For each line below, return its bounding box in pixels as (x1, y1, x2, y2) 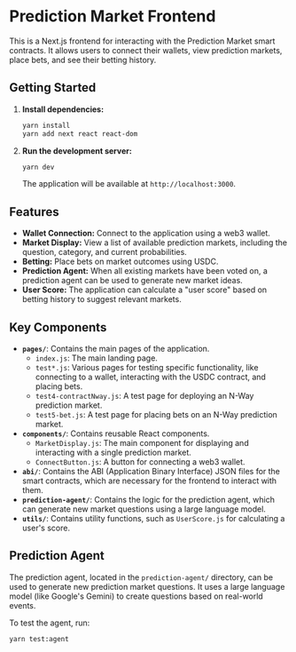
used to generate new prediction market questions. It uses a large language (9, 581, 285, 592)
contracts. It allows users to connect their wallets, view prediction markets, (9, 44, 283, 55)
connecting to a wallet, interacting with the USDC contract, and (35, 371, 266, 382)
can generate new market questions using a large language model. (21, 504, 266, 514)
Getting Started (9, 80, 97, 95)
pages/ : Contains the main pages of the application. (21, 344, 210, 354)
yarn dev (21, 163, 55, 171)
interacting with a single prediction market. (35, 447, 192, 457)
